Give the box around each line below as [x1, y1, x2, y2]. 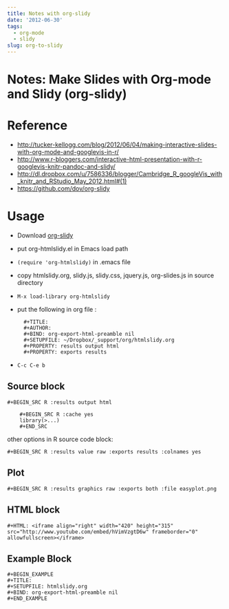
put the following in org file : [17, 306, 97, 314]
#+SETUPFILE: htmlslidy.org [7, 583, 88, 590]
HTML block [7, 504, 61, 516]
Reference [7, 118, 67, 133]
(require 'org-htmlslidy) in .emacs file [17, 258, 131, 266]
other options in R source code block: [7, 435, 113, 443]
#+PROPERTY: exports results [23, 349, 107, 356]
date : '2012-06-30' [7, 17, 63, 23]
